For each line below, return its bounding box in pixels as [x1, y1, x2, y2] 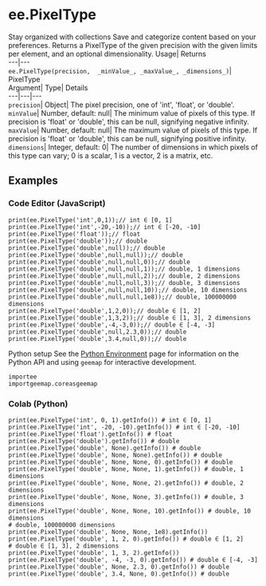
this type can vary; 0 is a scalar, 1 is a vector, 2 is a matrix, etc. [8, 150, 213, 160]
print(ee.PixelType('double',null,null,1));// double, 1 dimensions [8, 265, 241, 273]
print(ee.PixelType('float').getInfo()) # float [8, 430, 173, 438]
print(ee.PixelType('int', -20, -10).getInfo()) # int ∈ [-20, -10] [8, 423, 241, 431]
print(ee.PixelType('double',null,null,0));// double [8, 258, 191, 266]
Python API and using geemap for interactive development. [8, 357, 197, 366]
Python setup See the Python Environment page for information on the [8, 349, 240, 358]
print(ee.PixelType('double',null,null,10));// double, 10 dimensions [8, 286, 248, 294]
